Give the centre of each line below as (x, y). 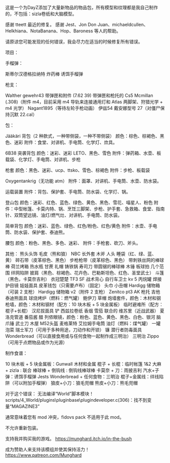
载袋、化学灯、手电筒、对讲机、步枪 (43, 159)
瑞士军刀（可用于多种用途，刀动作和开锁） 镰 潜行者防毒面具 (78, 330)
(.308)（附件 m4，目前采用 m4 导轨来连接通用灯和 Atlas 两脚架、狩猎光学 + (84, 102)
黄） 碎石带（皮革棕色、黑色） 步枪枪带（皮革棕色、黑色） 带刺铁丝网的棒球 (85, 260)
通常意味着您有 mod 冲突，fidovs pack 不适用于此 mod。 (65, 417)
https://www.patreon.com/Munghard (44, 455)
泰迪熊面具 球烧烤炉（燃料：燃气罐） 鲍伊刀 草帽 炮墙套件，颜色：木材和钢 (83, 298)
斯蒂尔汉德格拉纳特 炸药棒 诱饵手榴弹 (44, 74)
